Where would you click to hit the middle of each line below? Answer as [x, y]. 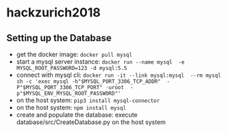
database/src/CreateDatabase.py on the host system [91, 122]
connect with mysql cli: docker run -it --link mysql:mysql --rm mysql [119, 75]
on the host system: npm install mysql [71, 107]
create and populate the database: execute [77, 115]
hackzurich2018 [53, 13]
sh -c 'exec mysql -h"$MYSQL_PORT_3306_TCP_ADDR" [89, 82]
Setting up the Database [59, 38]
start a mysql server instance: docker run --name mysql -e [100, 62]
